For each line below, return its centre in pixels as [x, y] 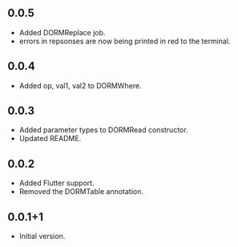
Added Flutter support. [56, 183]
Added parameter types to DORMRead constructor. [104, 130]
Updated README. [50, 139]
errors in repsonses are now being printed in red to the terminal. [125, 41]
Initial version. [42, 237]
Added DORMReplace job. [62, 32]
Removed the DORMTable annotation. [81, 192]
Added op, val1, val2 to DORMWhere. [80, 85]
